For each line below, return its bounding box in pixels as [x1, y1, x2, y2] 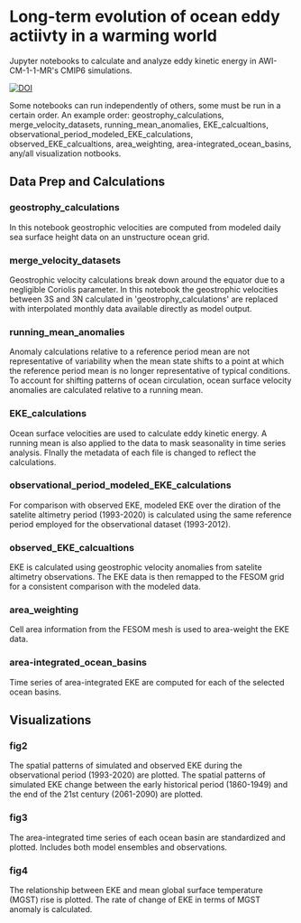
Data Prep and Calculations [9, 174, 165, 190]
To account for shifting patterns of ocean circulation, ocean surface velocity [9, 375, 292, 386]
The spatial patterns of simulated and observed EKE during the [9, 760, 243, 771]
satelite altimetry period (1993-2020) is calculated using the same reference [9, 508, 292, 520]
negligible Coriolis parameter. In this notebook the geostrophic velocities [9, 284, 278, 294]
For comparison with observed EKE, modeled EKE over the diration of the [9, 499, 281, 510]
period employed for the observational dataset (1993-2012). [9, 518, 232, 529]
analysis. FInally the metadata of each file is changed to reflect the [9, 447, 257, 458]
